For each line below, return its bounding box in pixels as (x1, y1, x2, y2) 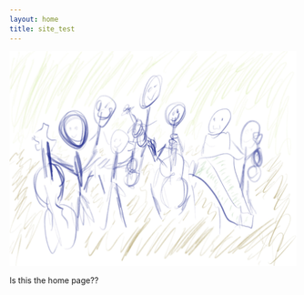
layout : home (9, 15, 59, 24)
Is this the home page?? (9, 275, 99, 286)
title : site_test (9, 24, 76, 34)
